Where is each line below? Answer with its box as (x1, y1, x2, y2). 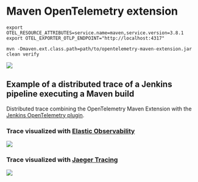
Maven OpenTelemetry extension (6, 4, 179, 18)
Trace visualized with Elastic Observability (6, 126, 135, 135)
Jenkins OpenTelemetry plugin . (6, 111, 85, 118)
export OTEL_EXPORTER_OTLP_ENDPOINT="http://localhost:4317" (6, 35, 165, 41)
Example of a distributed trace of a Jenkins (6, 79, 172, 90)
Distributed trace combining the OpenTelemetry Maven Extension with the (6, 105, 192, 112)
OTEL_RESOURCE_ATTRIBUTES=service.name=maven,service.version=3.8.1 (6, 29, 184, 36)
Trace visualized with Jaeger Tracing (6, 155, 118, 164)
